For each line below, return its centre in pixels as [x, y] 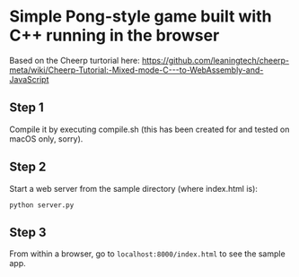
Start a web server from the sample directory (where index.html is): [134, 188]
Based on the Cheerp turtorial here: [75, 60]
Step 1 [27, 108]
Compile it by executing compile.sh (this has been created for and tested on [149, 129]
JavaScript [29, 79]
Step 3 [28, 232]
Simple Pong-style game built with [141, 17]
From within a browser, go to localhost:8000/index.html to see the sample [147, 254]
